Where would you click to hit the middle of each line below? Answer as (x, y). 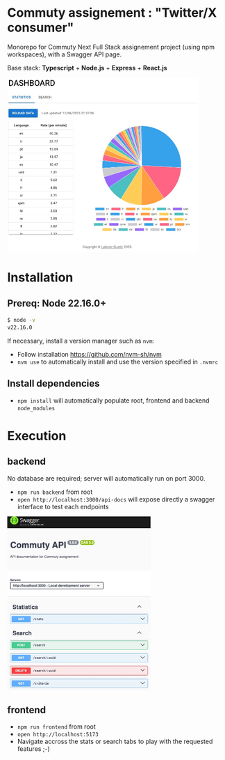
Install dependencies (53, 383)
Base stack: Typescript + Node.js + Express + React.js (87, 68)
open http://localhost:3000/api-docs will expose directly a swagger (116, 499)
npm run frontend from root (56, 727)
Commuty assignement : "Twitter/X (112, 13)
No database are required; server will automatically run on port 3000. (106, 478)
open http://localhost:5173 (58, 735)
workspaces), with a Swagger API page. (65, 54)
